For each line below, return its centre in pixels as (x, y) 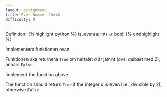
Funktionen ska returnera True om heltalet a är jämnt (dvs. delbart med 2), (83, 59)
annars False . (20, 65)
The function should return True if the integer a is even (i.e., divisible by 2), (83, 84)
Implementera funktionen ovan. (38, 50)
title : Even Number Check (33, 15)
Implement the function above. (37, 75)
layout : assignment (26, 10)
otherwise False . (23, 90)
